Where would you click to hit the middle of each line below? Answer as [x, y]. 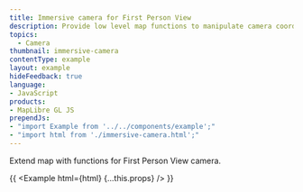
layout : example [40, 69]
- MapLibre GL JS [42, 110]
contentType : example [50, 59]
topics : [24, 34]
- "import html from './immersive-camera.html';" [105, 135]
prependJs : [30, 118]
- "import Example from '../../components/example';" [113, 127]
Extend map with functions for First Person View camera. [115, 160]
